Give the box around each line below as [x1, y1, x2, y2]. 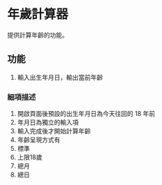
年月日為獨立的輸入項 [17, 118, 79, 126]
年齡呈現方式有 [17, 135, 60, 144]
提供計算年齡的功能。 [7, 31, 68, 39]
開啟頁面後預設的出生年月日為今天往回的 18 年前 [17, 110, 156, 118]
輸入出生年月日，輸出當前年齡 [17, 73, 103, 81]
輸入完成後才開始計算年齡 [17, 127, 91, 135]
